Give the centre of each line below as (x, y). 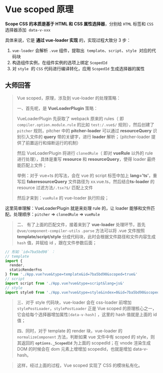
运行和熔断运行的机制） (57, 142)
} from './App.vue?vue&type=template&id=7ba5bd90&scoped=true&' (71, 274)
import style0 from (25, 292)
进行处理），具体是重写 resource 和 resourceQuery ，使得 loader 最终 (86, 159)
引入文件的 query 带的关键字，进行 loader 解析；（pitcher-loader (86, 137)
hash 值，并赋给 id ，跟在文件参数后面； (57, 243)
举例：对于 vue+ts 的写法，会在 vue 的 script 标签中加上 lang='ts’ (83, 175)
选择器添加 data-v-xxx (28, 30)
